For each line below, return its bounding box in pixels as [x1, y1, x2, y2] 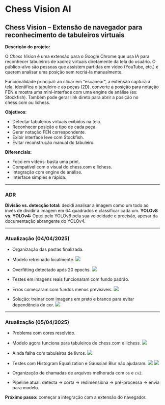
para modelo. [12, 384, 39, 390]
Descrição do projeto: [5, 44, 51, 50]
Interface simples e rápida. [12, 174, 67, 180]
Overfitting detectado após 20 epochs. [12, 267, 91, 272]
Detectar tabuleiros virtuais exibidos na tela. [12, 119, 102, 124]
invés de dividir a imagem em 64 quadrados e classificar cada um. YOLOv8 [5, 208, 158, 214]
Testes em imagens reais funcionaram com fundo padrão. [12, 276, 130, 282]
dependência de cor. [12, 302, 55, 307]
